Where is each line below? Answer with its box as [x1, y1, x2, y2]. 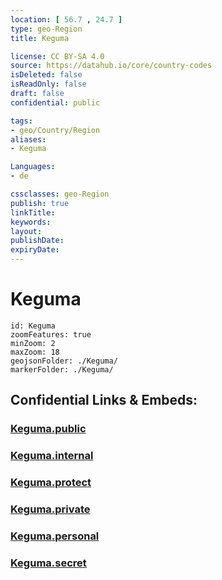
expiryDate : [10, 245, 60, 255]
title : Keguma [10, 33, 70, 43]
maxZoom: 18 [10, 347, 60, 357]
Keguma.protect [10, 476, 92, 490]
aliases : [10, 134, 47, 145]
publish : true [10, 198, 70, 208]
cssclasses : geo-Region [10, 189, 110, 199]
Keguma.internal [10, 449, 94, 463]
